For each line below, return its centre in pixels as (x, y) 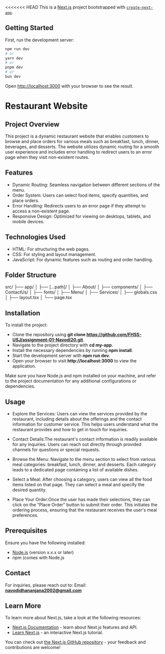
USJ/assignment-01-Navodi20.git (48, 340)
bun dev (13, 77)
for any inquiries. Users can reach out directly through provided (77, 444)
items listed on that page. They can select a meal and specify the (78, 484)
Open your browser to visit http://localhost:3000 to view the (74, 361)
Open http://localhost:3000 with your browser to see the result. (69, 86)
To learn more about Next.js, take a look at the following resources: (73, 618)
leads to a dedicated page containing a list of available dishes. (75, 470)
